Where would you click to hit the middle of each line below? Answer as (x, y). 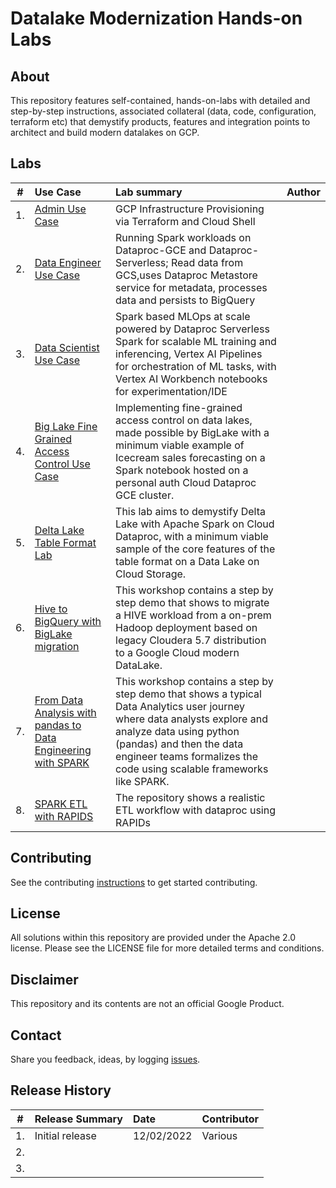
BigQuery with (68, 621)
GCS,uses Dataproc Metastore (186, 275)
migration (57, 646)
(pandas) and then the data (179, 744)
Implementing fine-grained (179, 407)
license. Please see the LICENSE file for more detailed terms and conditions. (167, 948)
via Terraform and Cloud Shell (185, 221)
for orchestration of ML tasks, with (196, 366)
